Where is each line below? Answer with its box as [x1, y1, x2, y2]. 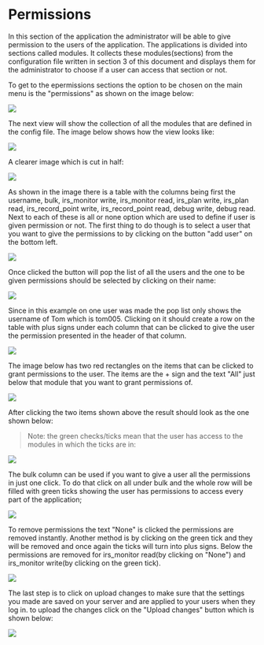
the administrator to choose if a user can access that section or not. [8, 65, 228, 74]
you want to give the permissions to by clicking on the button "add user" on [8, 228, 253, 238]
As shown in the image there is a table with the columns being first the [8, 187, 236, 196]
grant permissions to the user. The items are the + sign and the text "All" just [8, 369, 255, 379]
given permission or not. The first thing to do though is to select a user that [8, 221, 251, 230]
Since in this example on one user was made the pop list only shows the [8, 306, 242, 315]
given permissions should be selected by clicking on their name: [8, 276, 216, 285]
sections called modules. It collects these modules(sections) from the [8, 48, 233, 57]
